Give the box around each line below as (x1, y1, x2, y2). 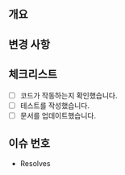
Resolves (19, 158, 51, 168)
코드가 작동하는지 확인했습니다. (19, 90, 119, 100)
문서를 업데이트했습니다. (19, 110, 97, 120)
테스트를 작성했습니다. (19, 100, 90, 110)
